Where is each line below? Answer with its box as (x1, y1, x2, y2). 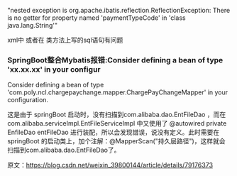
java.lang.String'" (7, 21, 58, 29)
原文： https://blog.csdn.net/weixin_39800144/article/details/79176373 (7, 161, 214, 170)
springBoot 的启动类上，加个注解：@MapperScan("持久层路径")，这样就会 (7, 137, 226, 145)
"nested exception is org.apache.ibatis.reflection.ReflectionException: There (7, 6, 231, 14)
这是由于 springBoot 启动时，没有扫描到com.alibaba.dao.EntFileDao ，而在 (7, 110, 226, 119)
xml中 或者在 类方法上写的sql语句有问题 (7, 35, 123, 44)
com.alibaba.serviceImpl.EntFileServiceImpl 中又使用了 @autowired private (7, 119, 227, 128)
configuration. (7, 96, 48, 104)
